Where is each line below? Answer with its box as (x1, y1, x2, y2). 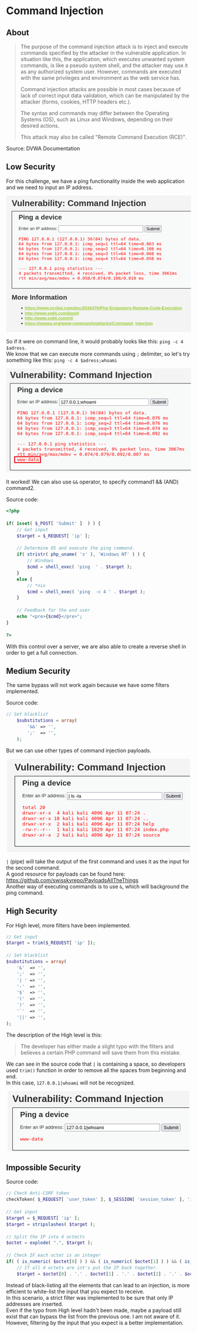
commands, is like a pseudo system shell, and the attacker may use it (20, 62, 188, 69)
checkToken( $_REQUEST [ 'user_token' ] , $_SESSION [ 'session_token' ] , (6, 1197, 185, 1203)
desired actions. (20, 122, 60, 129)
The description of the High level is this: (6, 1031, 103, 1039)
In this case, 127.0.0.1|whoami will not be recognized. (6, 1079, 135, 1086)
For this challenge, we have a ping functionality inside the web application (6, 178, 185, 185)
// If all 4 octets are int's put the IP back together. (16, 1264, 159, 1271)
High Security (6, 906, 57, 916)
